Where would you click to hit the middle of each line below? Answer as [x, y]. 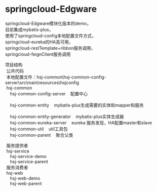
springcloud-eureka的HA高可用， [39, 42]
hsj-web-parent [26, 183]
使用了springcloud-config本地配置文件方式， [51, 36]
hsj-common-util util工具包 [39, 129]
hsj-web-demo [25, 178]
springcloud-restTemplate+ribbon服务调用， [50, 48]
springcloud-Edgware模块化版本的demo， [48, 23]
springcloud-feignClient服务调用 [38, 54]
